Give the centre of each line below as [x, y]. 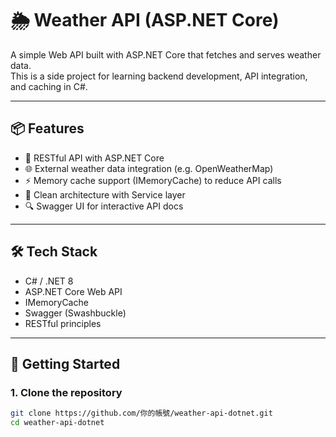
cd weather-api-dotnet [57, 423]
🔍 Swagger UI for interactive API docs [104, 206]
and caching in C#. [49, 86]
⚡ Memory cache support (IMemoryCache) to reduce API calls [153, 180]
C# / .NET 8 [49, 281]
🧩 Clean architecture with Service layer [105, 194]
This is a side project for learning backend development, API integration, [159, 76]
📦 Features [47, 128]
